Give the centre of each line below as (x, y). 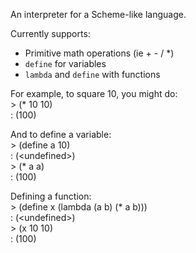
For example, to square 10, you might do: (94, 93)
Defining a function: (51, 196)
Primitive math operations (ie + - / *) (99, 53)
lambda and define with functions (92, 74)
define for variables (65, 63)
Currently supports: (50, 33)
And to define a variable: (61, 134)
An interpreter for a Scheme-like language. (98, 14)
